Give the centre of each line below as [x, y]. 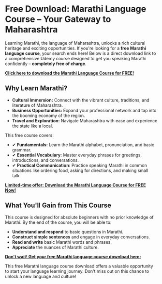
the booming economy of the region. [48, 116]
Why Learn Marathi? [36, 88]
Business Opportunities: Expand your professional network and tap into [84, 110]
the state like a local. [32, 126]
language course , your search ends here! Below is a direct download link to [81, 53]
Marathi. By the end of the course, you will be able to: [58, 222]
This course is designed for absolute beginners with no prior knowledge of [79, 217]
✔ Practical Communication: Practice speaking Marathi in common [80, 165]
